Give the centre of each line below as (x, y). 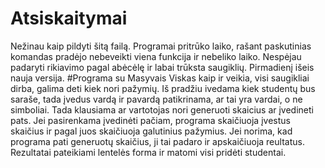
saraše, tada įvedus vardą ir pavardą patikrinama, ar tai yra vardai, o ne (156, 99)
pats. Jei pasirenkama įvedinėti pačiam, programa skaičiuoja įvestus (150, 120)
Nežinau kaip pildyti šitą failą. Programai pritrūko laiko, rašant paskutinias (161, 46)
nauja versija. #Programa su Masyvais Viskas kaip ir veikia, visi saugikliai (160, 78)
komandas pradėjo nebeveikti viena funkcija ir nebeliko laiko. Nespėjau (156, 56)
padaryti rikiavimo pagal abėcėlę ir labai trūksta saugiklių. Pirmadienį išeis (162, 67)
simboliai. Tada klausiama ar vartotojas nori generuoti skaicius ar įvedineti (162, 109)
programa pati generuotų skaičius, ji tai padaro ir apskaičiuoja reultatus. (157, 141)
